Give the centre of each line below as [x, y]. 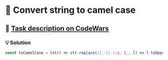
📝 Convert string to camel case [70, 10]
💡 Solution [18, 43]
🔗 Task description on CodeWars [57, 29]
